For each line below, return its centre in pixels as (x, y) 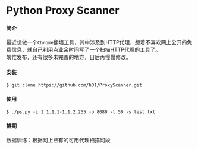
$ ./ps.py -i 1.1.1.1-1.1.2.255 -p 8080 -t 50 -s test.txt (81, 112)
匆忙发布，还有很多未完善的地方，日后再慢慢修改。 (69, 57)
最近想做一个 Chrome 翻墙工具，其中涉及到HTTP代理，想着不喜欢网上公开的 (97, 42)
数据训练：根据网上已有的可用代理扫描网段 (58, 140)
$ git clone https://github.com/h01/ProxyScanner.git (74, 85)
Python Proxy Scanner (63, 10)
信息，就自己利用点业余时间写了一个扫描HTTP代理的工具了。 (86, 50)
